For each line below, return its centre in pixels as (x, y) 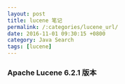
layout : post (26, 14)
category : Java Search (41, 40)
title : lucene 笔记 (35, 20)
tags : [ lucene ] (30, 47)
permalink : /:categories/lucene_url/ (63, 27)
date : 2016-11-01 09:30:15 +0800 (56, 34)
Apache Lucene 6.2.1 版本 (52, 73)
